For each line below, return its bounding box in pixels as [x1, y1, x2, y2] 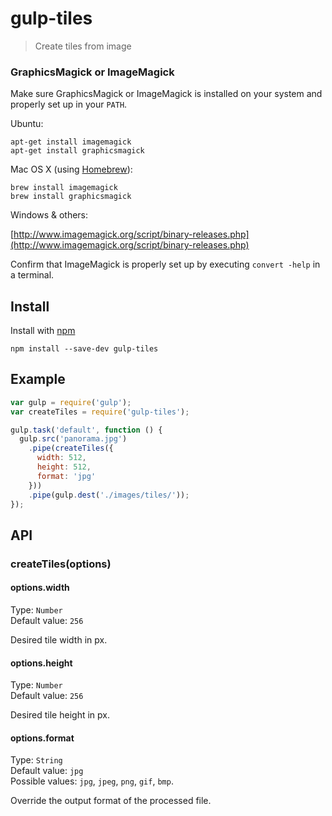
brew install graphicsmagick [10, 192, 132, 202]
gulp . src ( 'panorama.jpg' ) [19, 434, 128, 444]
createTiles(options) [10, 557, 112, 571]
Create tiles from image [34, 40, 132, 52]
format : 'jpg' [36, 471, 97, 481]
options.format [10, 732, 75, 744]
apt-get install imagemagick [10, 137, 132, 147]
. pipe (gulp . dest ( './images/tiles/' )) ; [28, 490, 190, 500]
